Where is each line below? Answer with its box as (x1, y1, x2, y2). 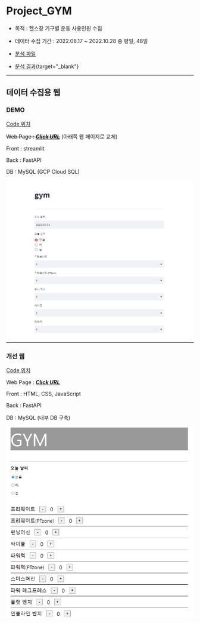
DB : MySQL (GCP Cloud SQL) (6, 168, 80, 175)
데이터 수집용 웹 (6, 88, 61, 98)
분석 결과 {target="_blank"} (14, 63, 79, 70)
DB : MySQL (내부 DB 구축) (6, 414, 71, 422)
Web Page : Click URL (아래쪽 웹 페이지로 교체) (6, 133, 118, 140)
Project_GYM (6, 4, 73, 18)
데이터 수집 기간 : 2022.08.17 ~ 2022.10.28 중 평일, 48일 (14, 37, 148, 44)
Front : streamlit (6, 145, 45, 152)
